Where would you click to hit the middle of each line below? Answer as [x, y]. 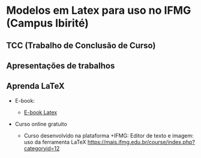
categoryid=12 [42, 148]
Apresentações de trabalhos [61, 66]
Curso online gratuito [41, 124]
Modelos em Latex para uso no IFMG [99, 11]
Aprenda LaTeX [35, 86]
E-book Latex [40, 112]
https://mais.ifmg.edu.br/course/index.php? [141, 142]
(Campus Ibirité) [47, 23]
